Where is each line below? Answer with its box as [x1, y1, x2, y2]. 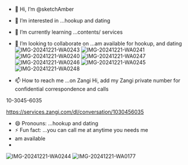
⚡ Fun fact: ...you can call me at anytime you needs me [14, 127, 148, 133]
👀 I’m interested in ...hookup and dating [14, 17, 111, 24]
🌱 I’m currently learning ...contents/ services [14, 28, 123, 35]
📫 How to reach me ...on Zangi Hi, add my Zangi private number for [14, 77, 181, 84]
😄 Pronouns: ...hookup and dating [14, 120, 99, 127]
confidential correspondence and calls [14, 86, 109, 92]
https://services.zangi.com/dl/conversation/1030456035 [6, 108, 144, 115]
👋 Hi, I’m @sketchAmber [14, 6, 74, 12]
